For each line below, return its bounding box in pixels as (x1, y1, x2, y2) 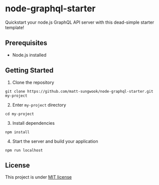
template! (5, 24, 25, 30)
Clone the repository (12, 79, 54, 85)
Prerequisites (5, 39, 47, 47)
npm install (5, 129, 30, 135)
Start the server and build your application (12, 138, 98, 144)
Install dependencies (12, 120, 55, 126)
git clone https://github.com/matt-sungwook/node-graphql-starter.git (5, 89, 154, 94)
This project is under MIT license (5, 174, 72, 180)
